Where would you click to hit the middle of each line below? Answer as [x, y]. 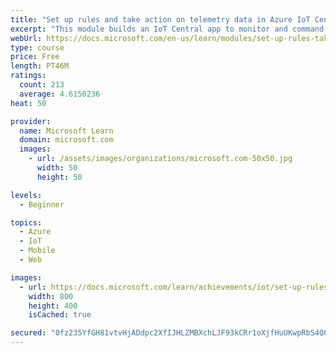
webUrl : [26, 38]
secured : [28, 333]
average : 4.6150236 [60, 94]
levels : [26, 195]
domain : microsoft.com [66, 140]
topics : [26, 222]
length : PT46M [40, 66]
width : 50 [57, 168]
